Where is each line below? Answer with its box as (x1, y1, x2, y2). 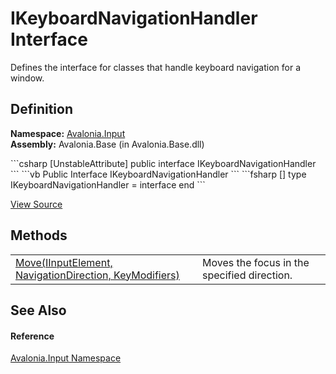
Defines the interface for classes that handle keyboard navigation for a (10, 61, 301, 73)
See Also (10, 302, 67, 319)
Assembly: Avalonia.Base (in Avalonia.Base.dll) (10, 138, 205, 150)
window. (10, 72, 45, 84)
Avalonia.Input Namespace (10, 352, 122, 364)
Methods (10, 227, 68, 244)
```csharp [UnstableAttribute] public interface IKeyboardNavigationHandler (10, 157, 317, 169)
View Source (10, 198, 63, 210)
